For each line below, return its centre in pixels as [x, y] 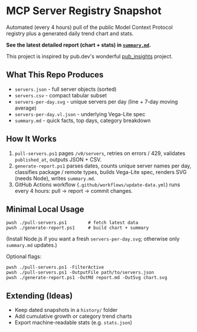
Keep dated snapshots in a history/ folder [66, 310]
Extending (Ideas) [40, 296]
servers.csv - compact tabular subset [61, 95]
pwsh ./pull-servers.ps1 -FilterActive [55, 267]
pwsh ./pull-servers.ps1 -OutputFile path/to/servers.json [80, 272]
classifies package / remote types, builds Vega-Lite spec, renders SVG [101, 172]
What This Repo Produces [55, 75]
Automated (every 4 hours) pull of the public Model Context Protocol [89, 27]
